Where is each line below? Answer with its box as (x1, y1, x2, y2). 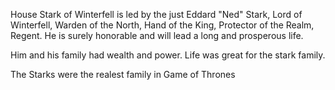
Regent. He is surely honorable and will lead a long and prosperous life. (10, 30, 304, 41)
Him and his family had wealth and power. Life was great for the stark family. (10, 49, 326, 61)
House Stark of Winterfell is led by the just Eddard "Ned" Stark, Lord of (10, 9, 303, 20)
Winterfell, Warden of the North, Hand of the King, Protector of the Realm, (10, 19, 315, 31)
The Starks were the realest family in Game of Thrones (10, 69, 236, 80)
